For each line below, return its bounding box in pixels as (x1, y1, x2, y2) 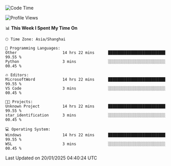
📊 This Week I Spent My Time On (5, 25, 78, 31)
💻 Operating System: (5, 127, 51, 132)
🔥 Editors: (5, 73, 29, 78)
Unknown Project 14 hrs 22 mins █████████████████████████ (5, 104, 166, 109)
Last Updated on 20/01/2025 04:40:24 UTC (5, 155, 97, 161)
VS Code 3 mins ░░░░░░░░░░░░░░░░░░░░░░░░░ (5, 86, 166, 91)
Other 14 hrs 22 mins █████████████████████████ (5, 50, 166, 55)
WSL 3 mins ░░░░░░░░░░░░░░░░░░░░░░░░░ (5, 141, 166, 147)
